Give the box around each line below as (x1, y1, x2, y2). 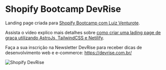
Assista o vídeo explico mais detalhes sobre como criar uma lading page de (5, 29, 161, 35)
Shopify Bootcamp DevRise (5, 3, 121, 15)
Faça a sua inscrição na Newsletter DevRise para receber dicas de (5, 44, 142, 50)
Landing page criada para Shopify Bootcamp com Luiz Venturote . (5, 20, 140, 26)
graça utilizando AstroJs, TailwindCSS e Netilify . (5, 35, 104, 41)
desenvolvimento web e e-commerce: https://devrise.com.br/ (5, 50, 132, 56)
